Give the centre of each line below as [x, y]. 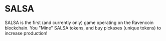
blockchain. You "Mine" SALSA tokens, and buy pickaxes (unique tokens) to [83, 27]
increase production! [26, 33]
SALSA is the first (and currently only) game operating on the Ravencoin [79, 22]
